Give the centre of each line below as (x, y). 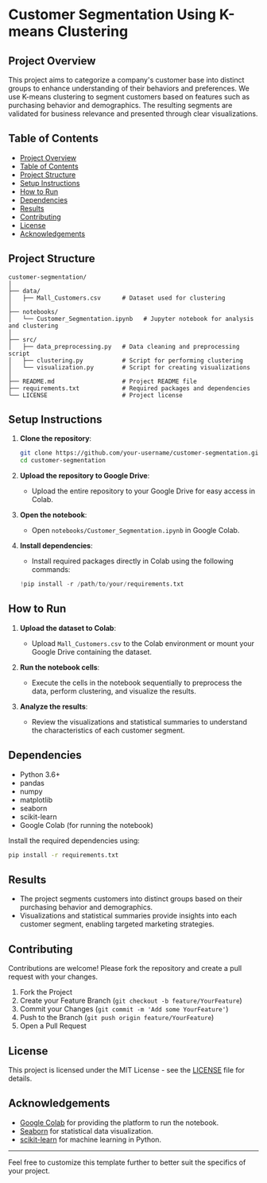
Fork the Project (46, 992)
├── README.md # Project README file (103, 381)
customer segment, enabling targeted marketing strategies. (117, 924)
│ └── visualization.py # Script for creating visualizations (129, 367)
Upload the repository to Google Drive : (85, 476)
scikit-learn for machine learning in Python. (90, 1139)
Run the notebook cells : (60, 667)
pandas (32, 783)
